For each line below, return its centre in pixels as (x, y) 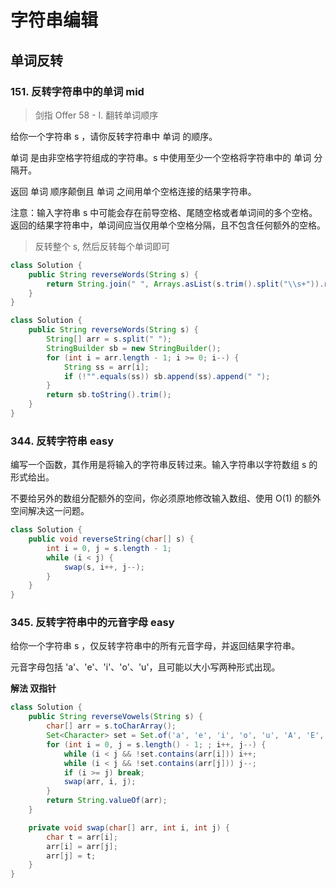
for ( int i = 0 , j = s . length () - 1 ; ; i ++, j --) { (156, 744)
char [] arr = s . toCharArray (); (111, 726)
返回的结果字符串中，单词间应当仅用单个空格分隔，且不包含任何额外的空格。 (168, 225)
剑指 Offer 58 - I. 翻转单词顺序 (96, 115)
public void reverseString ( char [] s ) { (111, 539)
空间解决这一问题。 (50, 511)
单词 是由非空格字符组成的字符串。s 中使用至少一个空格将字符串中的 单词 (161, 157)
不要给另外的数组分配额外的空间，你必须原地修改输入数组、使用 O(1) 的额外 (166, 498)
